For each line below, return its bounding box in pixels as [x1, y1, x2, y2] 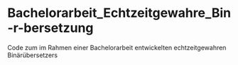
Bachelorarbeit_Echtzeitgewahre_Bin [7, 5, 232, 21]
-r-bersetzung [7, 20, 94, 36]
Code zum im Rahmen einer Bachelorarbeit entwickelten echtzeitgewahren [7, 43, 227, 52]
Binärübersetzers [7, 51, 58, 59]
